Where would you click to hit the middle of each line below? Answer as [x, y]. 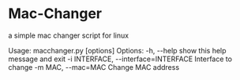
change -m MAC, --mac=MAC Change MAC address [94, 67]
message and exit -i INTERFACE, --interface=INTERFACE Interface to [120, 59]
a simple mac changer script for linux [68, 35]
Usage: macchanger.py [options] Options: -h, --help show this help [117, 50]
